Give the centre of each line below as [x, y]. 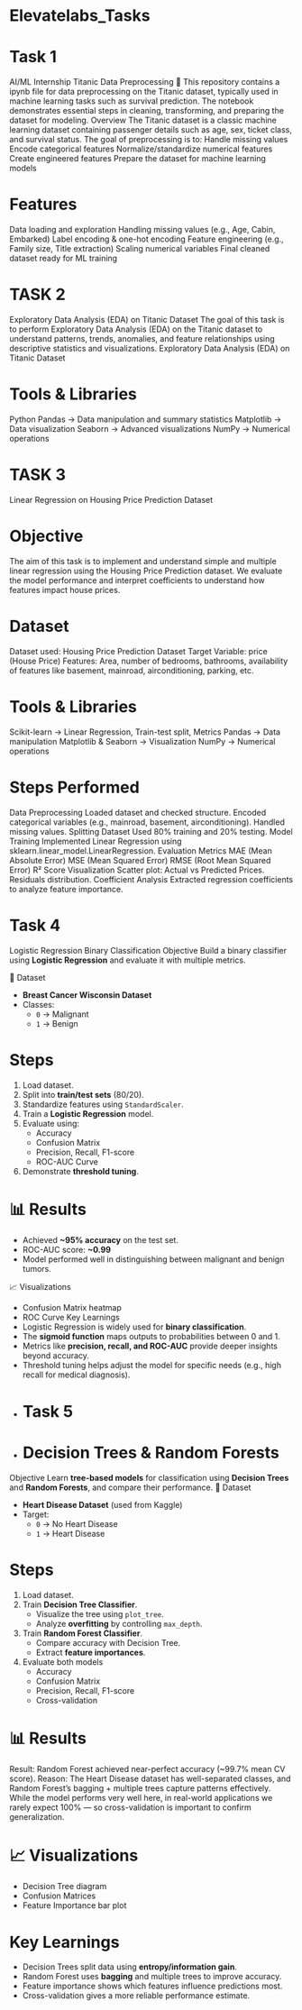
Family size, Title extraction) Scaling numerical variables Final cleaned [140, 249]
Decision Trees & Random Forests [151, 1453]
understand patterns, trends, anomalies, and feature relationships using [142, 338]
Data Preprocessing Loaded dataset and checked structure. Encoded [138, 812]
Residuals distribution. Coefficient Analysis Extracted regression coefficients [151, 879]
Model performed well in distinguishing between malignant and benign [153, 1259]
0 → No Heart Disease [77, 1523]
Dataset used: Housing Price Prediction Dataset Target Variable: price [138, 651]
